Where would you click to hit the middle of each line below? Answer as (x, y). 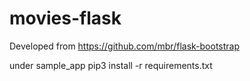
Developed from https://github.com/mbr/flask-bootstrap (125, 46)
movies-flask (65, 18)
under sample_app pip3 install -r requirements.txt (111, 65)
